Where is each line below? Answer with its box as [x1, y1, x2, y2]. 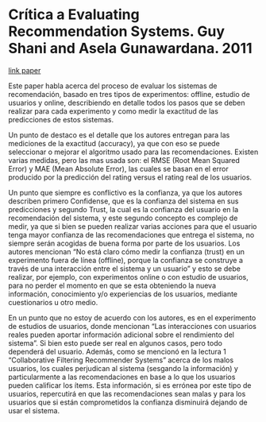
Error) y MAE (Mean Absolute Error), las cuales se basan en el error [8, 164, 229, 173]
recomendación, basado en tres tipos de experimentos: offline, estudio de [8, 89, 250, 99]
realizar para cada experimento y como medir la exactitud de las [8, 106, 218, 116]
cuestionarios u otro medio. [8, 297, 98, 307]
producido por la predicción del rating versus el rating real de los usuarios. [8, 172, 253, 182]
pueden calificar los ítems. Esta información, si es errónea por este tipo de [8, 380, 252, 390]
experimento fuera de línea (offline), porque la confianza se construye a [8, 255, 244, 265]
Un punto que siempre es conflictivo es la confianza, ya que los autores [8, 188, 243, 197]
